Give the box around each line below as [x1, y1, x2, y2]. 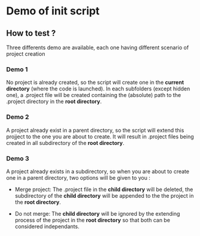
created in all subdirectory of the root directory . [6, 139, 125, 146]
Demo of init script [6, 4, 100, 18]
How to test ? [6, 28, 56, 38]
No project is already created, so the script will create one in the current [6, 79, 184, 86]
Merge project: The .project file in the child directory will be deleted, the [14, 186, 193, 193]
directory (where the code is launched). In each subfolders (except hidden [6, 85, 190, 92]
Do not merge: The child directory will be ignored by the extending [14, 210, 180, 217]
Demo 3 [6, 154, 29, 162]
